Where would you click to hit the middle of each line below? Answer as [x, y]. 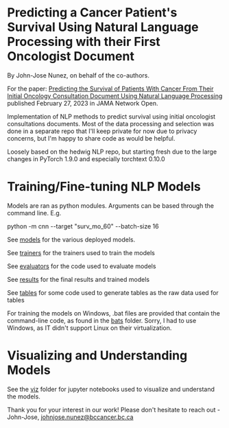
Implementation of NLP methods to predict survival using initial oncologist [111, 116]
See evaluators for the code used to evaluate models [82, 266]
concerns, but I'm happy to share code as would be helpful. [91, 138]
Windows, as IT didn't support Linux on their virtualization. [89, 328]
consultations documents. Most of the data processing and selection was [111, 123]
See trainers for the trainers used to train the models [81, 252]
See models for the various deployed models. [71, 239]
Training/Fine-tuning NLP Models [104, 187]
